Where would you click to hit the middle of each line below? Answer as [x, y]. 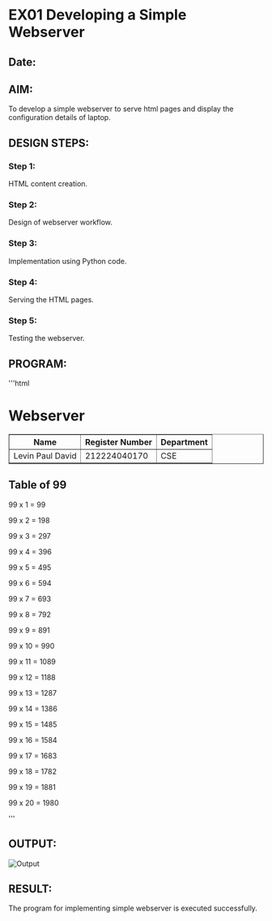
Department [184, 442]
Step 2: [23, 205]
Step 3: [23, 243]
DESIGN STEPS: [49, 143]
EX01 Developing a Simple [98, 15]
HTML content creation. [48, 184]
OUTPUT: [32, 844]
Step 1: [22, 166]
